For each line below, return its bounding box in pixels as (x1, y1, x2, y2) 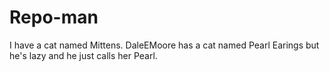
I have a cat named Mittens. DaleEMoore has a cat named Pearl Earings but (9, 39, 320, 51)
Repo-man (9, 6, 99, 29)
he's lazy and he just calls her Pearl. (9, 49, 158, 61)
